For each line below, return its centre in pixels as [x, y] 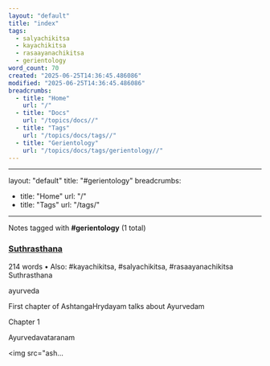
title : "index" [34, 23]
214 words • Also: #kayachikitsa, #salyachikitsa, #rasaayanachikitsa [121, 266]
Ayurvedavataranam [42, 337]
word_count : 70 [34, 68]
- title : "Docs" [43, 113]
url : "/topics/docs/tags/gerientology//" [93, 150]
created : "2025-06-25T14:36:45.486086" [75, 76]
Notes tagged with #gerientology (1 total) [77, 228]
